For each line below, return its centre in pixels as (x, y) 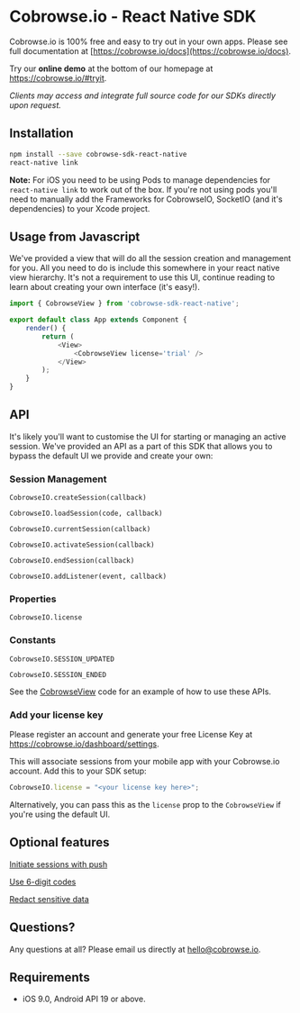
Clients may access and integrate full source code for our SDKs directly (143, 95)
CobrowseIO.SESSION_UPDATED (62, 659)
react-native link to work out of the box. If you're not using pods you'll (143, 189)
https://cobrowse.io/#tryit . (58, 77)
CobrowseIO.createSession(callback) (78, 498)
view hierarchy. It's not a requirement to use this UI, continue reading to (142, 277)
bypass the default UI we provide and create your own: (111, 456)
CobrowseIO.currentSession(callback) (80, 529)
